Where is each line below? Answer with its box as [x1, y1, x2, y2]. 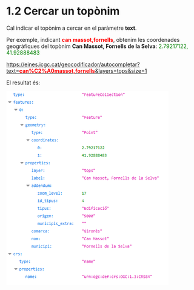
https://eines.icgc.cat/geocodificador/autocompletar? [6, 61, 141, 68]
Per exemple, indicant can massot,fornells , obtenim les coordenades [6, 36, 180, 43]
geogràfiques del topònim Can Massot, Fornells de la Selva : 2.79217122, [6, 42, 189, 50]
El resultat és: [6, 79, 41, 86]
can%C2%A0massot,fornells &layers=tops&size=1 [19, 67, 147, 74]
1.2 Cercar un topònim [6, 4, 120, 18]
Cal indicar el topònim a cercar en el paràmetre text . [6, 24, 137, 32]
